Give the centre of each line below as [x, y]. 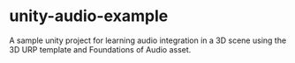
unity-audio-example [89, 16]
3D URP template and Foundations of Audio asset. [100, 49]
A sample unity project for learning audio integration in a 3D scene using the [148, 40]
